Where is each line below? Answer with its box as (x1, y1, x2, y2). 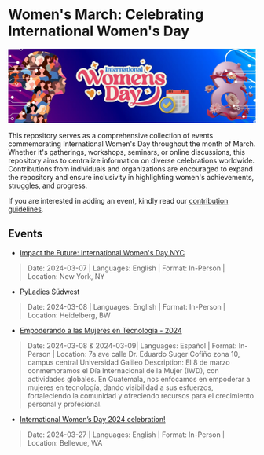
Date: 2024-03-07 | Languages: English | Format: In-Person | (27, 263, 225, 273)
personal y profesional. (27, 399, 102, 409)
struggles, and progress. (8, 181, 88, 190)
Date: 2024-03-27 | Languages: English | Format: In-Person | (27, 430, 225, 439)
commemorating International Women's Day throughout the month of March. (8, 139, 256, 149)
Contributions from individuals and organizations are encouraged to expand (8, 164, 254, 174)
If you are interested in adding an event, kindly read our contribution (8, 196, 229, 206)
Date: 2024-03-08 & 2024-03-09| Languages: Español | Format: (27, 340, 237, 350)
